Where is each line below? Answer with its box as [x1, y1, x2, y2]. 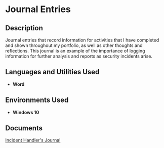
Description [5, 24, 43, 32]
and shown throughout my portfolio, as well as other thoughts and [5, 42, 143, 48]
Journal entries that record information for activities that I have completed [5, 37, 159, 43]
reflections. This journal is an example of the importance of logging [5, 48, 145, 54]
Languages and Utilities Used [5, 68, 100, 76]
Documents [5, 124, 43, 132]
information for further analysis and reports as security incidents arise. [5, 53, 153, 59]
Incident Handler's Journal [5, 137, 61, 143]
